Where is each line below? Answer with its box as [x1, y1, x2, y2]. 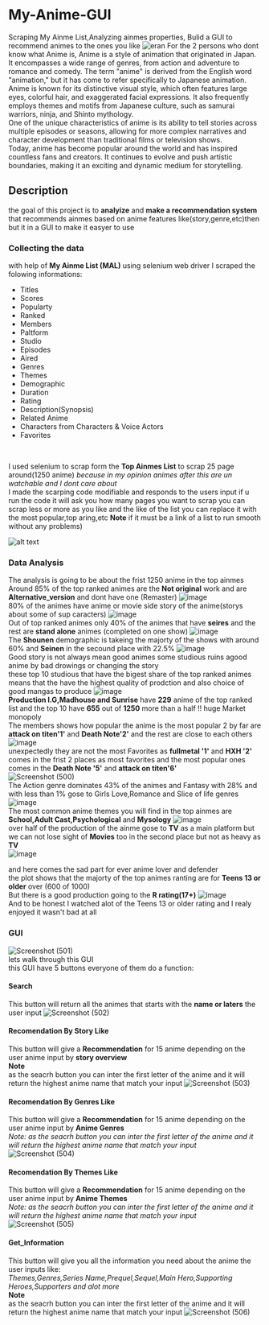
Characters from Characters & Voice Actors [19, 422, 164, 431]
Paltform [19, 328, 49, 337]
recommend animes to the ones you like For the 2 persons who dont [8, 40, 259, 50]
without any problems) [8, 522, 83, 531]
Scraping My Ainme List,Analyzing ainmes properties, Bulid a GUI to [8, 32, 233, 42]
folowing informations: [8, 270, 83, 279]
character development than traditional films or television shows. [8, 134, 222, 144]
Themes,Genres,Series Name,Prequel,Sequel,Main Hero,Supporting [8, 1273, 233, 1282]
